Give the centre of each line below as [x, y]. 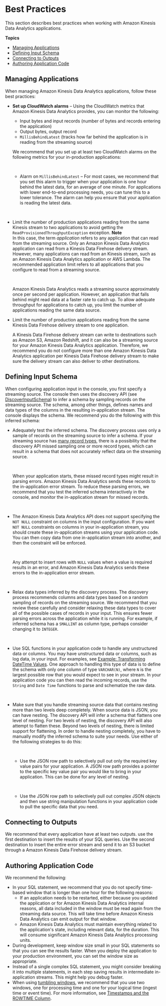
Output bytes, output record [48, 131]
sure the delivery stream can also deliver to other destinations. [76, 361]
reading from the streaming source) [56, 142]
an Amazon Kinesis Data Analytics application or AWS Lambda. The [81, 259]
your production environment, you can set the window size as [75, 956]
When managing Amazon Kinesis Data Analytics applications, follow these [81, 91]
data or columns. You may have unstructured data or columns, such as [84, 654]
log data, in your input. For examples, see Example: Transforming [79, 659]
